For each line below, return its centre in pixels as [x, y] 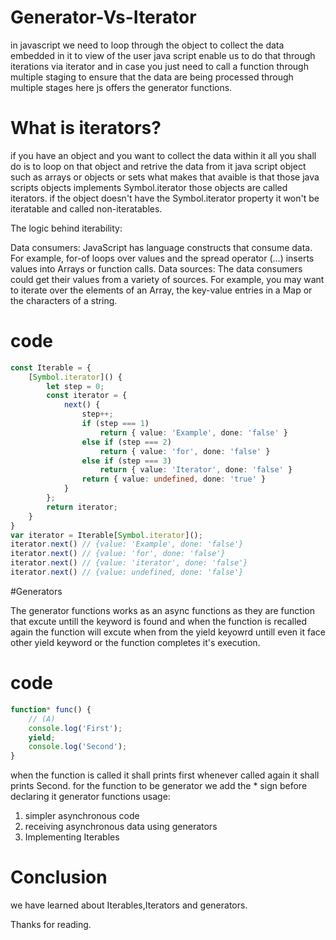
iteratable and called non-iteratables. [86, 208]
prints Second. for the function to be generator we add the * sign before [159, 786]
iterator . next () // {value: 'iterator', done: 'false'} [129, 563]
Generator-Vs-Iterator [103, 17]
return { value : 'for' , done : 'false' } [185, 451]
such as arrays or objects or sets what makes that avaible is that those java [165, 177]
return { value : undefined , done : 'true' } [174, 479]
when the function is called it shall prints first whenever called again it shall [165, 775]
